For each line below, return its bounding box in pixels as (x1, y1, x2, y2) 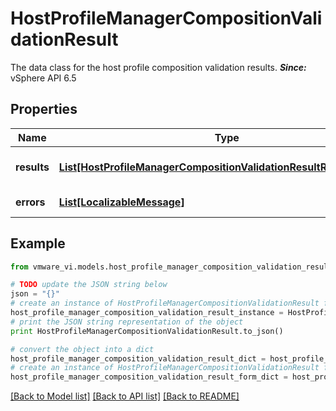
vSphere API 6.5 (10, 72, 77, 84)
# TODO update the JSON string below (10, 280, 168, 290)
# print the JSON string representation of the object (10, 317, 244, 327)
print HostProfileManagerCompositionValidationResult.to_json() (10, 326, 284, 336)
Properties (10, 101, 78, 118)
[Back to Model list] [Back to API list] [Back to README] (10, 390, 240, 402)
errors (15, 195, 46, 209)
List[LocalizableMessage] (58, 195, 185, 209)
